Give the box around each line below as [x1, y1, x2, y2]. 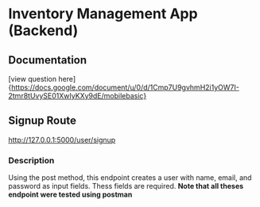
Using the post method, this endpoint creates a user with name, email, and [8, 173, 252, 182]
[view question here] [8, 75, 76, 83]
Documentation [8, 53, 87, 67]
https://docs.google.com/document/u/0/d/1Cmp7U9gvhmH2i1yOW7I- [10, 82, 240, 92]
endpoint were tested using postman [8, 190, 133, 199]
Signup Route [8, 114, 77, 128]
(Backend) [8, 21, 79, 40]
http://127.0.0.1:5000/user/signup [8, 135, 116, 144]
